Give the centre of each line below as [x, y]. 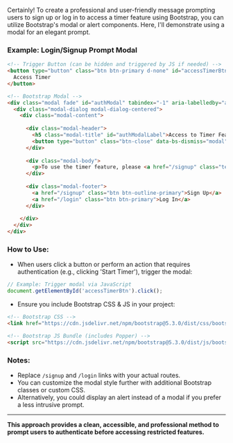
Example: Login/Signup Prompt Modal [72, 50]
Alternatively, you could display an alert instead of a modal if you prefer [119, 397]
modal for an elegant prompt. [49, 32]
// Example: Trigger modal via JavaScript [69, 285]
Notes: [19, 360]
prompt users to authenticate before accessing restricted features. [106, 432]
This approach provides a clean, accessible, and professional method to [113, 424]
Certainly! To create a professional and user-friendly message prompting [111, 10]
